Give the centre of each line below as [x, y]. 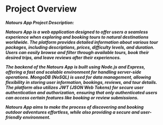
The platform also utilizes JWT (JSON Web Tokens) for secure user [75, 87]
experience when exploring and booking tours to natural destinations [77, 37]
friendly [14, 117]
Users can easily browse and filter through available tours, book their [77, 52]
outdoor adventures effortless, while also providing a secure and [73, 112]
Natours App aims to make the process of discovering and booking [74, 107]
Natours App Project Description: [40, 22]
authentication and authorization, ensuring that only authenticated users [81, 92]
